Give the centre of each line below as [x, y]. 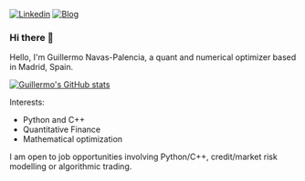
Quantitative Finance [62, 130]
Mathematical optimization [73, 139]
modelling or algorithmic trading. [71, 166]
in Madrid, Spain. [42, 67]
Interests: [27, 102]
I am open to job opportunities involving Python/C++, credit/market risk [144, 157]
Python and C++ [53, 120]
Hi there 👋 [32, 37]
